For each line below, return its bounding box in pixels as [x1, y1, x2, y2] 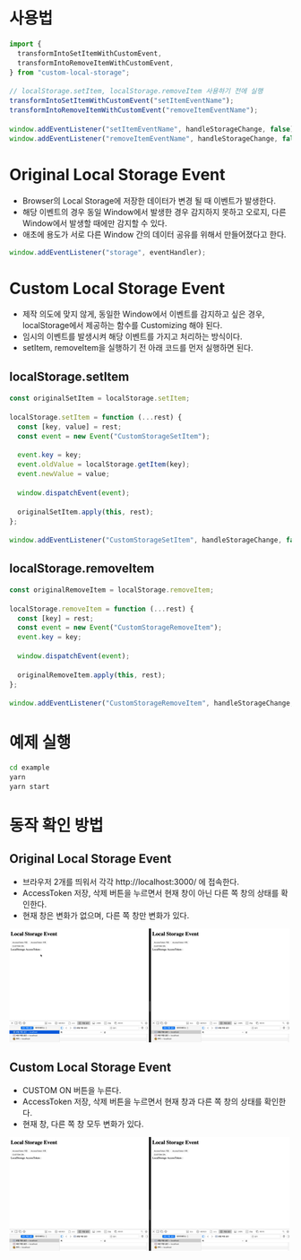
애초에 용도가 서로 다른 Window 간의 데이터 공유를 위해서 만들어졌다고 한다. [21, 229, 287, 239]
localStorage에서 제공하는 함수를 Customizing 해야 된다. [21, 320, 223, 331]
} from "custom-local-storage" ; [9, 68, 130, 77]
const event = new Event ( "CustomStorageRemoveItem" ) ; [17, 623, 222, 632]
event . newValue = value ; [17, 470, 110, 479]
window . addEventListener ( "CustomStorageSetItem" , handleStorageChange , [9, 535, 282, 545]
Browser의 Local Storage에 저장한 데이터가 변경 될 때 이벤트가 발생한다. [21, 195, 276, 206]
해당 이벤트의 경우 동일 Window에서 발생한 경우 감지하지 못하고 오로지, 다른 [21, 206, 287, 217]
